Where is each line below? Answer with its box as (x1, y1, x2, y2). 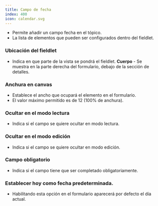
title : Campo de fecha (5, 7, 51, 12)
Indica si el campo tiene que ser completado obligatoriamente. (12, 167, 138, 173)
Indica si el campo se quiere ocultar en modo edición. (12, 144, 121, 150)
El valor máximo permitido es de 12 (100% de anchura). (12, 97, 124, 103)
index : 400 (5, 12, 27, 17)
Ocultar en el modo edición (5, 133, 70, 140)
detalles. (12, 69, 30, 75)
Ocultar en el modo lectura (5, 109, 70, 116)
